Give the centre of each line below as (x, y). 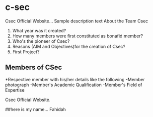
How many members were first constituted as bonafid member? (77, 36)
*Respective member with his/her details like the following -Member (75, 79)
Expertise (15, 90)
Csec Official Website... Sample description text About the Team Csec (76, 21)
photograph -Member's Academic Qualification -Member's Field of (74, 85)
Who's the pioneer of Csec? (41, 41)
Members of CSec (34, 67)
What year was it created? (39, 30)
